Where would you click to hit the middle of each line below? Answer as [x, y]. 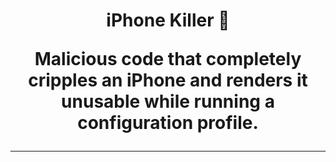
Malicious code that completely [168, 59]
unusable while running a [168, 101]
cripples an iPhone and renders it [168, 80]
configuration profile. [168, 123]
